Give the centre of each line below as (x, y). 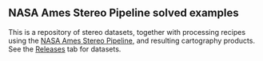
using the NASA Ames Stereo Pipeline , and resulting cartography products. (132, 40)
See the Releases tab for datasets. (65, 49)
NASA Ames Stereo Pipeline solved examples (124, 13)
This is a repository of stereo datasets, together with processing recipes (127, 32)
